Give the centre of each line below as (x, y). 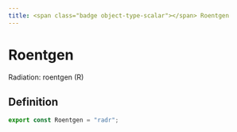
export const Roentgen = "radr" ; (64, 120)
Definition (33, 101)
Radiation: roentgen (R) (46, 77)
